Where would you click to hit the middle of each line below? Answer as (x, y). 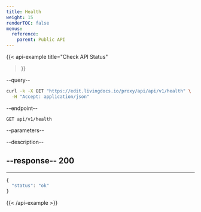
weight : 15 (20, 17)
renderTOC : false (28, 23)
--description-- (25, 142)
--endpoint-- (22, 108)
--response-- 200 (40, 161)
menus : (14, 29)
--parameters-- (25, 130)
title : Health (24, 12)
